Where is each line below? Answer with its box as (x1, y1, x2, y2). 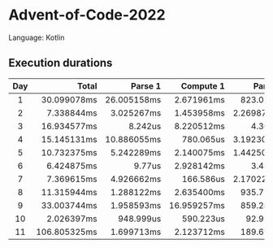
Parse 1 (131, 80, 162, 91)
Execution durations (8, 56, 113, 70)
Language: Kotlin (8, 33, 65, 42)
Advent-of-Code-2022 (8, 6, 166, 24)
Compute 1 (180, 80, 225, 91)
